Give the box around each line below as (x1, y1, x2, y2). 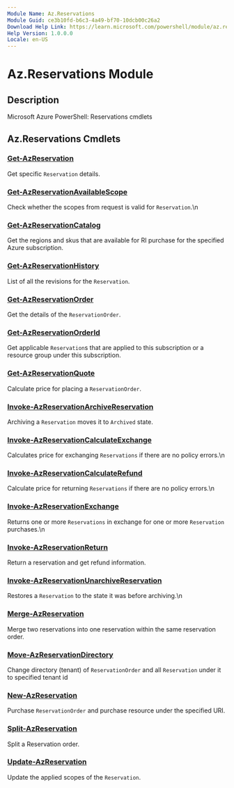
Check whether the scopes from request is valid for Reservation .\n (7, 203, 198, 212)
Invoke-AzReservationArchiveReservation (7, 402, 154, 411)
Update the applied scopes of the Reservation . (7, 773, 141, 781)
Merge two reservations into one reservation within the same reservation (7, 625, 216, 633)
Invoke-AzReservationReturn (7, 542, 108, 552)
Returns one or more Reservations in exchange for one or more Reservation (7, 518, 225, 526)
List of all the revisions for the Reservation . (7, 277, 130, 285)
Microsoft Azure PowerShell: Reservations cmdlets (7, 112, 153, 121)
